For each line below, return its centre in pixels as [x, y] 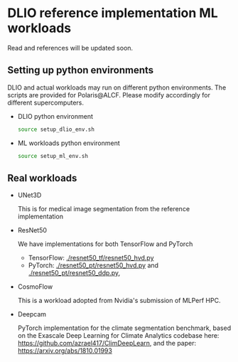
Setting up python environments [81, 70]
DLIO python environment [55, 116]
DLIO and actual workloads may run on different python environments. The [117, 87]
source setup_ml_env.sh [53, 156]
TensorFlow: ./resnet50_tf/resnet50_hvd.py [91, 258]
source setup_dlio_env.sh [56, 129]
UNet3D [29, 195]
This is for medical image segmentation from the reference [104, 209]
